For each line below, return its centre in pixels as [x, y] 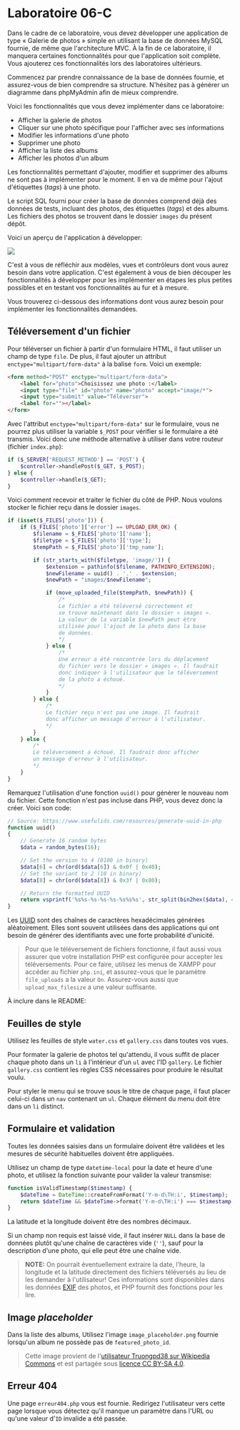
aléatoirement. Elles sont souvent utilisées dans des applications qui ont [113, 928]
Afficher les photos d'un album [63, 158]
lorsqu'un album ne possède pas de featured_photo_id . [89, 1342]
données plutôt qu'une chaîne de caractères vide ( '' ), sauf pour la [105, 1243]
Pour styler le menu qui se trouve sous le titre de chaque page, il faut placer [119, 1091]
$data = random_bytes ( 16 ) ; [60, 848]
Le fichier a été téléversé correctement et [126, 606]
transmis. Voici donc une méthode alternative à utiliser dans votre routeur [115, 439]
